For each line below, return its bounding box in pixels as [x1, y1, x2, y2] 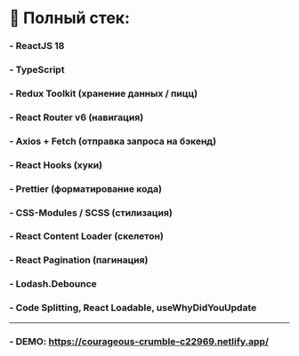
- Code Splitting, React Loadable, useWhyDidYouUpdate [9, 302, 257, 314]
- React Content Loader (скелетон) [9, 230, 165, 242]
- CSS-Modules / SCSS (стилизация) [9, 206, 174, 218]
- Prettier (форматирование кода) [9, 182, 163, 194]
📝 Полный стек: [9, 8, 131, 28]
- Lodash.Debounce [9, 278, 98, 290]
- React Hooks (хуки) [9, 159, 103, 171]
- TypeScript [9, 64, 65, 76]
